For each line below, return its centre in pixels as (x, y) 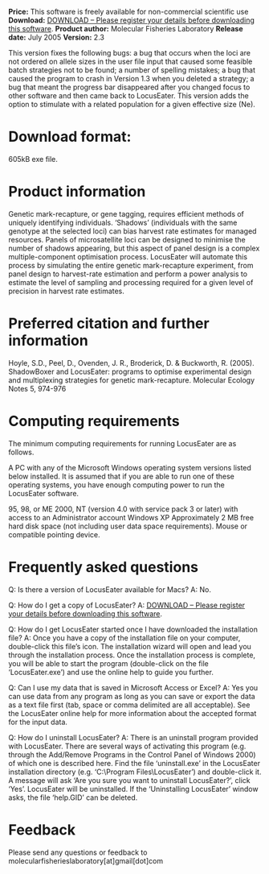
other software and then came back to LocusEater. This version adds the (128, 95)
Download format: (70, 137)
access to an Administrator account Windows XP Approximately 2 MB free (131, 517)
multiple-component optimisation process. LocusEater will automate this (128, 256)
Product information (77, 192)
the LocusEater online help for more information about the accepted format (132, 713)
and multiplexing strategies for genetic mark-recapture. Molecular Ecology (132, 380)
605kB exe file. (33, 159)
